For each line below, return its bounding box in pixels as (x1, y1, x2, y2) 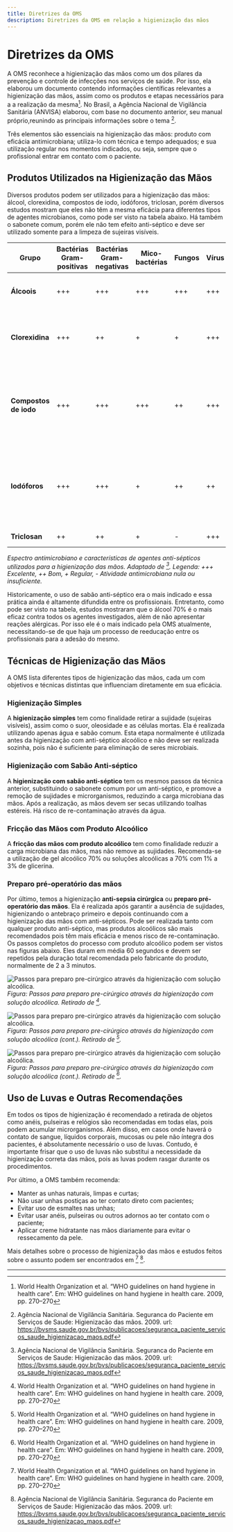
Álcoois (10, 286, 37, 296)
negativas (95, 262, 130, 271)
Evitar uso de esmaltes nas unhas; (17, 1204, 116, 1212)
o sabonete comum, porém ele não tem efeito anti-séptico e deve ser (7, 220, 205, 228)
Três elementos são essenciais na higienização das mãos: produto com (7, 129, 212, 138)
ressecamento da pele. (17, 1234, 83, 1242)
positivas (56, 262, 88, 271)
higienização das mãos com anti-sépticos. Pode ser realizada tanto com (7, 917, 214, 925)
